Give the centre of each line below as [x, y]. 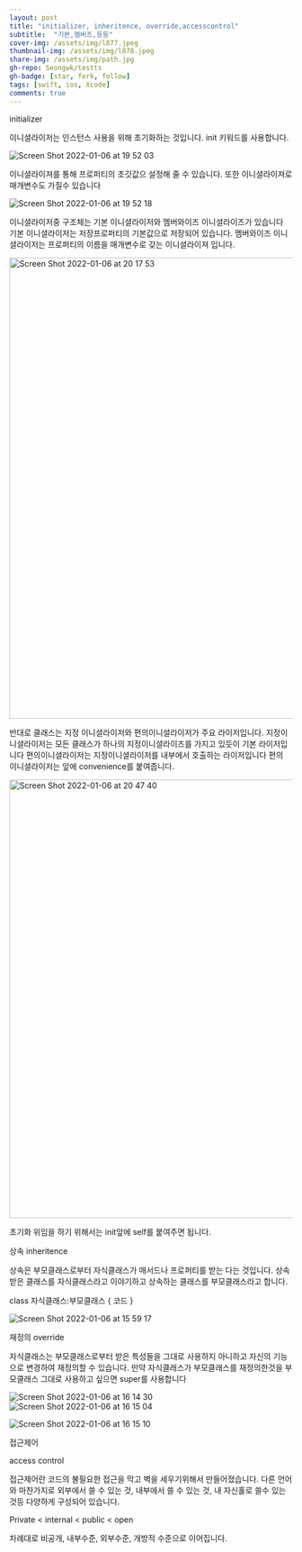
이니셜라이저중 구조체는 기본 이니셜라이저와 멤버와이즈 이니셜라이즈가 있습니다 [147, 222]
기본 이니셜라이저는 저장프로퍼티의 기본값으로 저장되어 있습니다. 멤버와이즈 [140, 233]
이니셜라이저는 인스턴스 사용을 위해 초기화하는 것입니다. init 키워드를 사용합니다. [149, 137]
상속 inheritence [39, 1251]
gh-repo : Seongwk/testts [56, 68]
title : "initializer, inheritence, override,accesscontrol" [124, 26]
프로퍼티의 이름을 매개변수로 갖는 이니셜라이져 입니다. [142, 244]
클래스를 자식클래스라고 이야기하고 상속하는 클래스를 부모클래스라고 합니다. [157, 1281]
